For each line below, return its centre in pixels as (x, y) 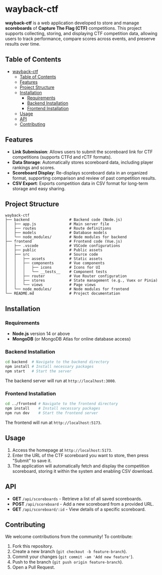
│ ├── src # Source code (52, 255)
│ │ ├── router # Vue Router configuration (66, 276)
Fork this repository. (33, 546)
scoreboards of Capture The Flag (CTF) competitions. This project (73, 28)
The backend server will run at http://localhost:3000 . (61, 381)
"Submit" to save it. (32, 460)
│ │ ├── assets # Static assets (54, 259)
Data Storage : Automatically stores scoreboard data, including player (83, 162)
